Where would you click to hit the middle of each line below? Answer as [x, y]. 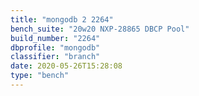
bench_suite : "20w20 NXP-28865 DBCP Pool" [100, 29]
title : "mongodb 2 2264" [62, 19]
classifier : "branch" [55, 57]
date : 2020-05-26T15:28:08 [66, 66]
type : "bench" [40, 76]
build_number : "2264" [55, 38]
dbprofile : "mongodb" [55, 47]
